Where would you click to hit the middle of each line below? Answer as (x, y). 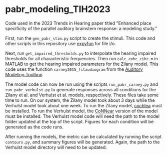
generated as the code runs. (34, 127)
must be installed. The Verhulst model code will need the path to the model (82, 116)
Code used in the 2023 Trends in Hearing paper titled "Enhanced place (78, 23)
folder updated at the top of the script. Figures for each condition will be (79, 121)
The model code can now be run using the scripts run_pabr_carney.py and (82, 84)
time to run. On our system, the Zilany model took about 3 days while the (80, 100)
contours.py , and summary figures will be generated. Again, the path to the (82, 142)
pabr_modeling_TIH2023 (58, 9)
